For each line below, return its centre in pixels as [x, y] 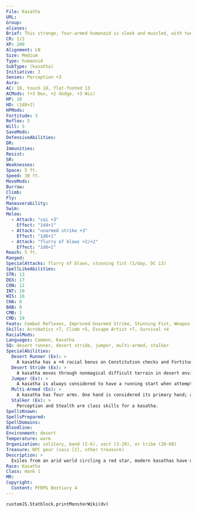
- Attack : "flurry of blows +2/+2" [55, 241]
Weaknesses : [21, 165]
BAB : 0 [14, 307]
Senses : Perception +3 [34, 77]
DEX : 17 [16, 280]
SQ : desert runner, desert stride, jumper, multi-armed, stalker [87, 346]
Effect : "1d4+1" [37, 225]
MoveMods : [18, 181]
